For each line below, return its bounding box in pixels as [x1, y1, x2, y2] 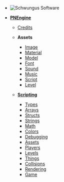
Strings [24, 118, 40, 124]
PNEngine [9, 15, 31, 20]
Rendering [24, 166, 46, 172]
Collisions [24, 161, 45, 167]
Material [24, 50, 42, 55]
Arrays [24, 107, 39, 113]
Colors [24, 128, 39, 134]
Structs [24, 112, 40, 118]
